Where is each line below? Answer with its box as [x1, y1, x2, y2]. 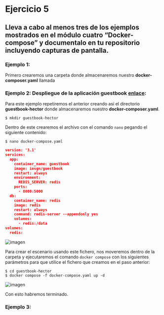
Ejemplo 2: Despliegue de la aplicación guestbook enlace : [5, 90, 147, 97]
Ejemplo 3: [5, 303, 31, 310]
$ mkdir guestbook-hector [5, 116, 58, 121]
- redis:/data [18, 221, 48, 226]
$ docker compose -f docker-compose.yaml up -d [5, 273, 105, 278]
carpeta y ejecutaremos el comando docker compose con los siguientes [5, 254, 149, 260]
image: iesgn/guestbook [14, 166, 63, 171]
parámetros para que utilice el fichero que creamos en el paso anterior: [5, 259, 150, 265]
